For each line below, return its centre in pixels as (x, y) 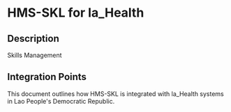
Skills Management (35, 55)
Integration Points (47, 77)
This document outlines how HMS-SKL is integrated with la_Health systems (116, 94)
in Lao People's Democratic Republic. (61, 101)
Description (33, 39)
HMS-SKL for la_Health (76, 13)
